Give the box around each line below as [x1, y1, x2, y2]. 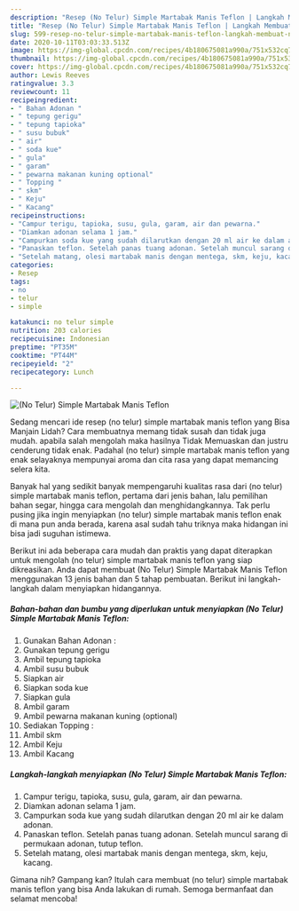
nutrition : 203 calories [10, 326, 102, 336]
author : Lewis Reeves [10, 71, 90, 80]
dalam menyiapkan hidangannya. [40, 583, 162, 594]
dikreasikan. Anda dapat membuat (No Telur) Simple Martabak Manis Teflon [10, 565, 287, 575]
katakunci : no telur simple [10, 318, 114, 327]
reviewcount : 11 [10, 87, 70, 96]
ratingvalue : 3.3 [10, 79, 75, 88]
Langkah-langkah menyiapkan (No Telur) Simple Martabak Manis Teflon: [10, 769, 287, 780]
